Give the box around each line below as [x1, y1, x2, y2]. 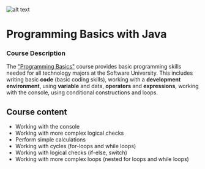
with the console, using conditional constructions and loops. [6, 89, 158, 96]
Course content [6, 107, 67, 117]
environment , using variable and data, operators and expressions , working [6, 83, 199, 90]
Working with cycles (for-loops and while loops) [15, 143, 136, 150]
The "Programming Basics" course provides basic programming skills [6, 63, 182, 70]
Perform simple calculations [15, 136, 86, 143]
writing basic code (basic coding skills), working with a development [6, 76, 181, 83]
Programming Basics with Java [6, 28, 167, 41]
